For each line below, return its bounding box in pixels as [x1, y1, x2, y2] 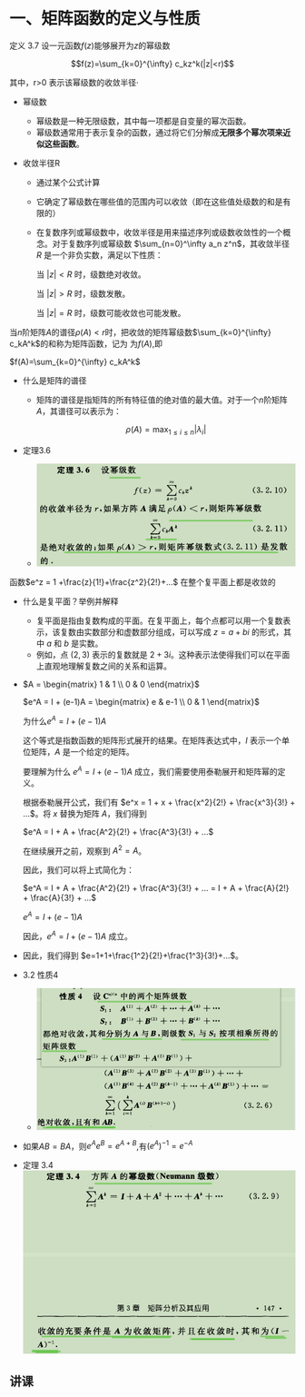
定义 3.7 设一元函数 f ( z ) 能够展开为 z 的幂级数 [9, 40, 171, 51]
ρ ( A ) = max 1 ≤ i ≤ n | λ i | [125, 423, 207, 437]
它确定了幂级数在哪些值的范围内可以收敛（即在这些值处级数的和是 [35, 196, 283, 207]
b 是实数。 [64, 638, 103, 649]
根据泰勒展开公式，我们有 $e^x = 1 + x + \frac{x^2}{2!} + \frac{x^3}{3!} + [22, 797, 296, 807]
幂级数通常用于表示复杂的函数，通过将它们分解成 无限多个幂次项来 [35, 126, 283, 137]
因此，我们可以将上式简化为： [22, 865, 134, 876]
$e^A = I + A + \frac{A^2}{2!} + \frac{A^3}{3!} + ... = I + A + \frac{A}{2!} [22, 883, 290, 894]
